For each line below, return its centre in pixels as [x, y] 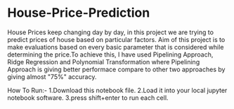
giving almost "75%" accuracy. [52, 77]
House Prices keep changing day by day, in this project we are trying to [111, 32]
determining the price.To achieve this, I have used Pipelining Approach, [110, 54]
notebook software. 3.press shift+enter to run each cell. [88, 97]
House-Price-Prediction [79, 13]
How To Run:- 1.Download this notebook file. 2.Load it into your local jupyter [117, 90]
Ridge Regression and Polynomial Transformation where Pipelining [104, 61]
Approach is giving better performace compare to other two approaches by [116, 69]
